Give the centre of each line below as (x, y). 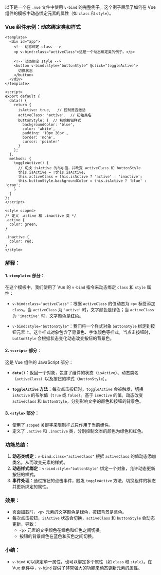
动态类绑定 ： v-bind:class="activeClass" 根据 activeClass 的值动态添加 (84, 456)
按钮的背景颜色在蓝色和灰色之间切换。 (58, 536)
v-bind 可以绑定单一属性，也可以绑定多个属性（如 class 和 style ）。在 (82, 561)
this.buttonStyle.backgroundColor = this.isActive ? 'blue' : (82, 181)
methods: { (20, 159)
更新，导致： (25, 524)
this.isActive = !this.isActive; (52, 172)
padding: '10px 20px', (45, 133)
